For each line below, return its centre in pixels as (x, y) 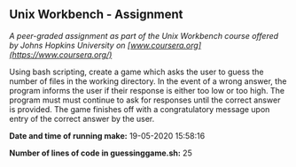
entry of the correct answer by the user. (82, 118)
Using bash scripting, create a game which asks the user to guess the (136, 72)
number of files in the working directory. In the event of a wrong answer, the (148, 81)
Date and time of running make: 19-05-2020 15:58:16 (107, 135)
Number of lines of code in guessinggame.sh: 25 (101, 153)
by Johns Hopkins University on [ (70, 45)
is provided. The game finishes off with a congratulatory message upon (140, 109)
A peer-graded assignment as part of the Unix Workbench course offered (144, 35)
